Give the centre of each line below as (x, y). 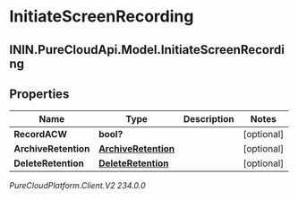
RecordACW (40, 135)
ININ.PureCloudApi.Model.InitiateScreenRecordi (147, 50)
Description (209, 119)
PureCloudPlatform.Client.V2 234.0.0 (77, 186)
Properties (39, 94)
